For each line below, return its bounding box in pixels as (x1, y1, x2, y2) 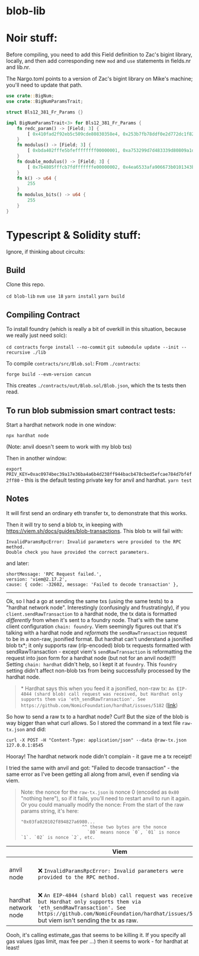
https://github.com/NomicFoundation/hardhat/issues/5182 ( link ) (20, 701, 178, 708)
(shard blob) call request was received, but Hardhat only (34, 691, 183, 697)
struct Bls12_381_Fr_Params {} (6, 109, 84, 115)
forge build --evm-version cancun (6, 371, 92, 378)
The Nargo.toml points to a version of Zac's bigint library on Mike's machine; (6, 75, 193, 83)
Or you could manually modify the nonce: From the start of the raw (20, 801, 184, 808)
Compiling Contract (6, 310, 80, 320)
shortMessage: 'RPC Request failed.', (6, 571, 102, 577)
